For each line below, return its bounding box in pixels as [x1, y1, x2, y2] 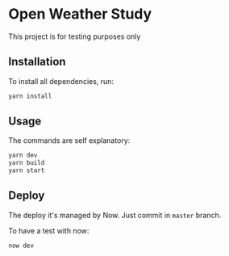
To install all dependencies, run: [8, 76, 114, 86]
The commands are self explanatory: [8, 136, 131, 145]
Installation [8, 55, 66, 69]
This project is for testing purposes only [8, 31, 141, 41]
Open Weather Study [8, 5, 152, 23]
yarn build [8, 159, 45, 167]
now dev [8, 241, 35, 250]
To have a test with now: [8, 225, 90, 235]
